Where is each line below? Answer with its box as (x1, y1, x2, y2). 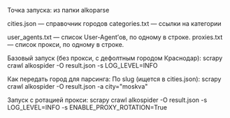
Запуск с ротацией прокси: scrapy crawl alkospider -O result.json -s (7, 96, 208, 104)
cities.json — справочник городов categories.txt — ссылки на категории (7, 20, 222, 27)
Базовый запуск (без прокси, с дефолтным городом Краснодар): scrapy (7, 54, 223, 62)
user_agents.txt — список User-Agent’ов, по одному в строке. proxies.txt (7, 33, 223, 41)
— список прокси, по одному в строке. (7, 40, 124, 48)
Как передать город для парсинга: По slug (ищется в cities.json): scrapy (7, 75, 222, 83)
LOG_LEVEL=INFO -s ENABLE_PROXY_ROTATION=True (7, 103, 168, 111)
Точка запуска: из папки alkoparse (7, 6, 110, 14)
